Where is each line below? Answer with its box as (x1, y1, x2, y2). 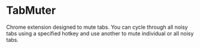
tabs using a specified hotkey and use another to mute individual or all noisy (6, 29, 194, 37)
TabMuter (6, 4, 56, 17)
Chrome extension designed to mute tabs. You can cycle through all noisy (6, 23, 188, 31)
